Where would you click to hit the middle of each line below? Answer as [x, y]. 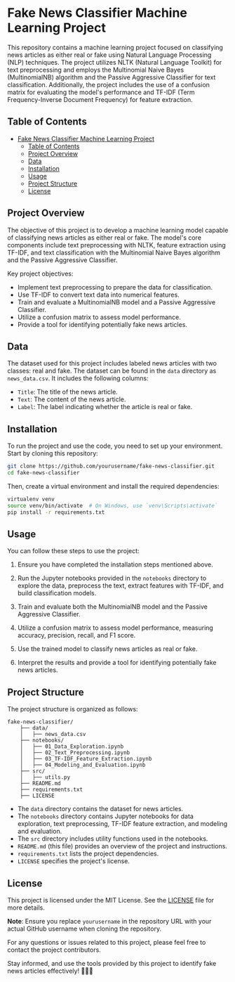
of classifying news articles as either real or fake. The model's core [105, 238]
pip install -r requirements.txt [56, 512]
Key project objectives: [40, 273]
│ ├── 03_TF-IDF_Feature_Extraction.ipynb [86, 759]
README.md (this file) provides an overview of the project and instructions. [122, 846]
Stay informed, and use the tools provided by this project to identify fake [112, 963]
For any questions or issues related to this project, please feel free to [107, 942]
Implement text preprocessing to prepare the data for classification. [115, 287]
